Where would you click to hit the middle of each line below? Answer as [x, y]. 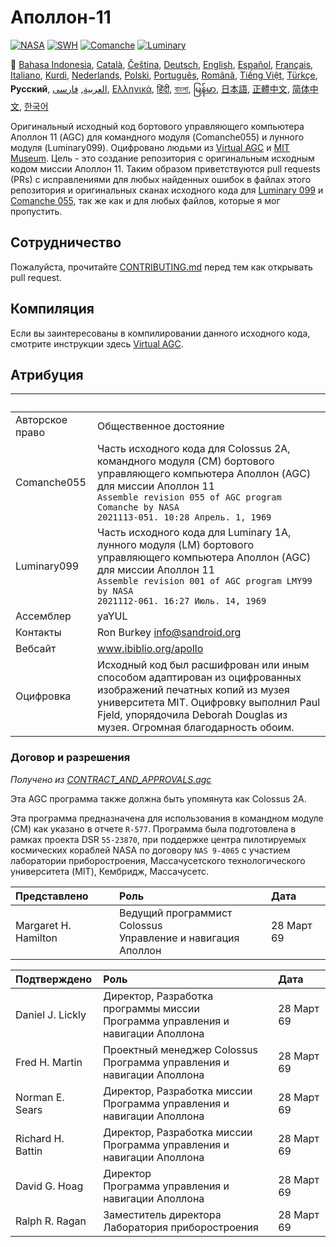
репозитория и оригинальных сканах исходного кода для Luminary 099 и [167, 190]
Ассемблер [43, 616]
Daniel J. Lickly [51, 1014]
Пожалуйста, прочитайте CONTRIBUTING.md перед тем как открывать [161, 267]
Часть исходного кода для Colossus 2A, [194, 449]
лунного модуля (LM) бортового [175, 545]
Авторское [41, 420]
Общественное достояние [161, 426]
